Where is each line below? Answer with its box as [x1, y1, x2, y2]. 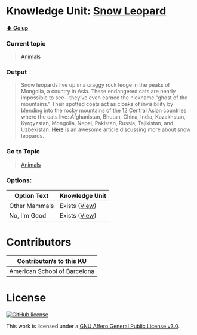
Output [6, 68, 27, 76]
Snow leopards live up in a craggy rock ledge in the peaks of [20, 82, 170, 89]
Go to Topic [6, 147, 40, 156]
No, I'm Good [9, 211, 47, 219]
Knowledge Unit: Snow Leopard [6, 4, 167, 18]
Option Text [14, 191, 49, 200]
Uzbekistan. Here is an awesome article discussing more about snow [20, 126, 191, 133]
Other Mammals [9, 201, 54, 210]
